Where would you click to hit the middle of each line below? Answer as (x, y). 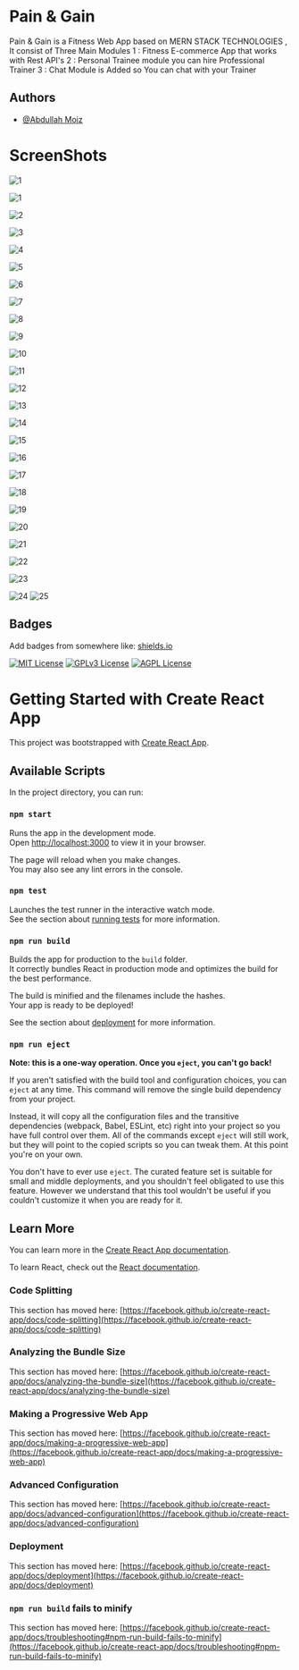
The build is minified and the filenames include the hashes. (117, 996)
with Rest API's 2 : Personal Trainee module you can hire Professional (137, 60)
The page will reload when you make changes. (95, 859)
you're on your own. (46, 1154)
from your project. (42, 1099)
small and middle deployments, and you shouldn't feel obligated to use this (147, 1181)
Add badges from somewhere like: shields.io (91, 645)
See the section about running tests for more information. (115, 919)
